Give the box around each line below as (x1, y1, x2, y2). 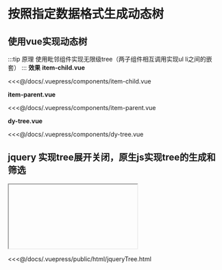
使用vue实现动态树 (8, 36, 88, 47)
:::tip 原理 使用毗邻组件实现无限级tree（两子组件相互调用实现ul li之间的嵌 (8, 55, 212, 63)
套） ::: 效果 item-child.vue (8, 64, 85, 72)
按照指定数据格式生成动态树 (8, 6, 164, 22)
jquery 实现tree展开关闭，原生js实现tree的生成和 (8, 152, 216, 163)
